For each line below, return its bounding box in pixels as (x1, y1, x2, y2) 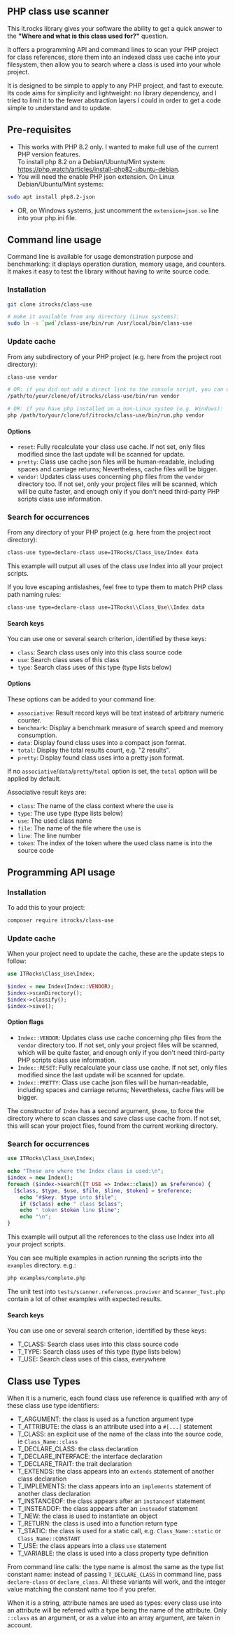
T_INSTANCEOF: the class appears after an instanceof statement (17, 1497, 206, 1505)
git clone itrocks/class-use (7, 301, 92, 308)
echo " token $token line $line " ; (20, 1206, 120, 1214)
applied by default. (7, 774, 62, 783)
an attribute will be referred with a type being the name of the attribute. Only (7, 1606, 227, 1614)
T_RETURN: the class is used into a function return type (17, 1519, 178, 1528)
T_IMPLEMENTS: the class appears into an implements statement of (17, 1481, 212, 1490)
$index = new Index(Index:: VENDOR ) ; (7, 983, 114, 990)
